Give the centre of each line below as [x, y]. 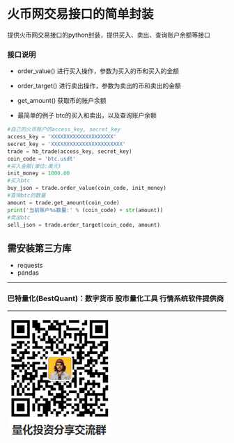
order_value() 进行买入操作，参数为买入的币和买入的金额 [98, 71]
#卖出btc [19, 217]
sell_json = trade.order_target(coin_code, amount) [84, 225]
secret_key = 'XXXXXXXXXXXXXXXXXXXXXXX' [67, 144]
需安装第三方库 [39, 248]
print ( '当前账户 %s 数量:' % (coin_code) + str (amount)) [85, 210]
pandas [28, 273]
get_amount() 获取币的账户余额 [62, 101]
